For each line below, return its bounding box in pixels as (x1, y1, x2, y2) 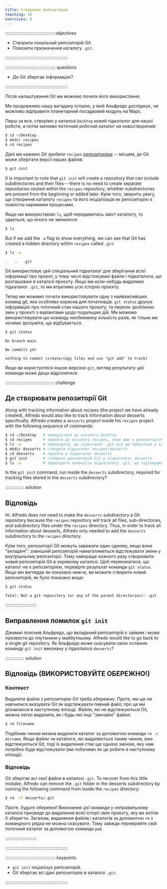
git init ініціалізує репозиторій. (12, 864, 82, 870)
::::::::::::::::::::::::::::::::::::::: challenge (5, 380, 76, 385)
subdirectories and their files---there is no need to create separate (5, 180, 142, 186)
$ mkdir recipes (5, 137, 39, 142)
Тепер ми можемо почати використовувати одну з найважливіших (5, 293, 148, 299)
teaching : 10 (5, 12, 32, 17)
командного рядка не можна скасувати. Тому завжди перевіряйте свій (5, 820, 157, 826)
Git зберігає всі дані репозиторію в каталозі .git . (12, 870, 117, 876)
